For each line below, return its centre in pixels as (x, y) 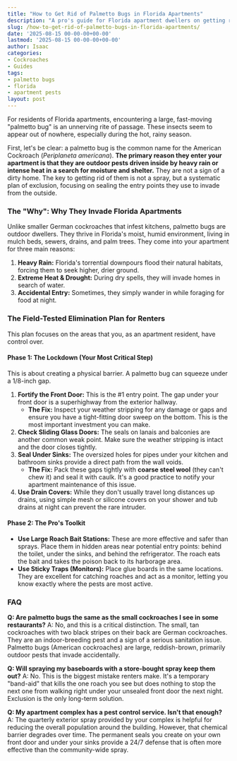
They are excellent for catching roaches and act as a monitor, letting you (123, 576)
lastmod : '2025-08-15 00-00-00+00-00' (64, 40)
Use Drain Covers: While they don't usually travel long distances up (116, 492)
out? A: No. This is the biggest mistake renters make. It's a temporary (108, 676)
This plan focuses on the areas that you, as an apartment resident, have (112, 334)
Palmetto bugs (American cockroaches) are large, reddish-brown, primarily (116, 647)
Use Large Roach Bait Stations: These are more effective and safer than (123, 539)
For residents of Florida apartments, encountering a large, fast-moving (110, 119)
